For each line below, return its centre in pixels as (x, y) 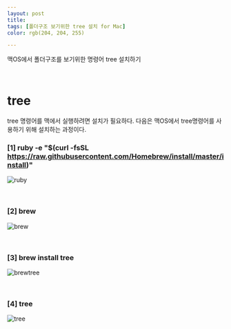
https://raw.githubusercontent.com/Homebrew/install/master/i (115, 157)
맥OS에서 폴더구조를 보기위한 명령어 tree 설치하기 (74, 59)
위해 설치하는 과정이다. (56, 130)
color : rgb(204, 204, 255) (46, 33)
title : (17, 20)
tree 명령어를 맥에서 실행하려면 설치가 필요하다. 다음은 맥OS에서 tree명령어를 (111, 121)
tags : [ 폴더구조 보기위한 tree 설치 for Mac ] (67, 26)
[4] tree (20, 304)
